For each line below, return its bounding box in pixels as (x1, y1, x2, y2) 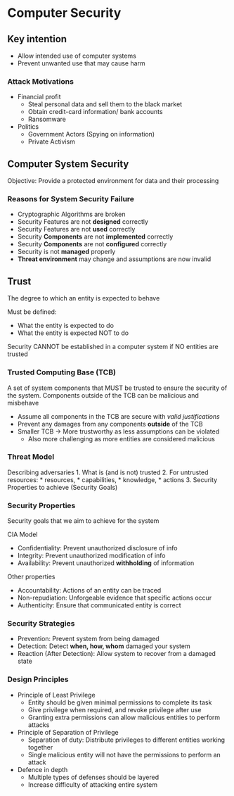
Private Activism (27, 137, 76, 146)
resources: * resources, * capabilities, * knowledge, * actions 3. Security (7, 475, 218, 484)
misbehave (7, 398, 39, 407)
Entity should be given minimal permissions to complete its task (27, 698, 212, 707)
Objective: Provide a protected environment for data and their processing (7, 177, 219, 185)
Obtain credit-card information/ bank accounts (27, 108, 163, 116)
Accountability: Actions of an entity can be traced (17, 586, 162, 595)
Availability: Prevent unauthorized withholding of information (17, 559, 195, 567)
